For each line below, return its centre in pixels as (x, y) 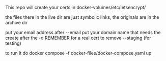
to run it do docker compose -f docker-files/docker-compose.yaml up (78, 53)
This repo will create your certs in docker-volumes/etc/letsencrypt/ (76, 7)
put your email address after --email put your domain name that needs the (83, 32)
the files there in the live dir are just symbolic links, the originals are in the (82, 17)
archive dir (17, 23)
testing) (13, 43)
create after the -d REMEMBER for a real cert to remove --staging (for (78, 38)
